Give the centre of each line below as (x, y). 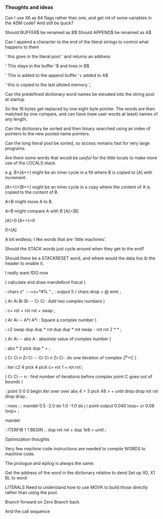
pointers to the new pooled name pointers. (47, 134)
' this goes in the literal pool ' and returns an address (58, 56)
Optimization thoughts (27, 439)
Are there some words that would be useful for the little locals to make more (81, 158)
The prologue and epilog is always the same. (50, 463)
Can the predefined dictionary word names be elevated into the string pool (80, 94)
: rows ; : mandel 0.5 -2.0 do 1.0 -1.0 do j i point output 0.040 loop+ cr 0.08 (80, 406)
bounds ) (14, 382)
